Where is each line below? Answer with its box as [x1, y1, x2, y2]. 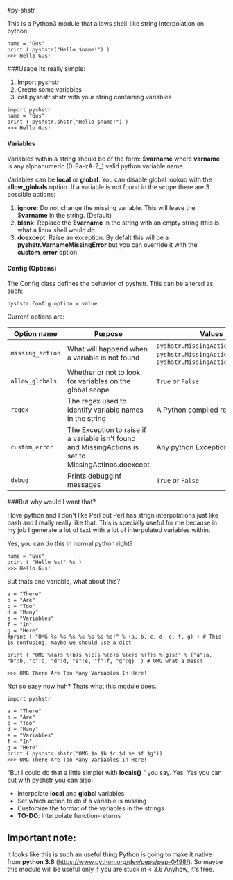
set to [67, 451, 86, 461]
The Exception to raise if [67, 425, 147, 435]
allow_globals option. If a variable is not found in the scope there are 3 [7, 183, 210, 191]
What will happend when [67, 344, 148, 354]
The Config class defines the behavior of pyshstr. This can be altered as [7, 280, 214, 288]
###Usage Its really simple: [7, 65, 85, 72]
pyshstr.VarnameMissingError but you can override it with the [17, 241, 198, 249]
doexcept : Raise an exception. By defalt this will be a [17, 233, 169, 242]
